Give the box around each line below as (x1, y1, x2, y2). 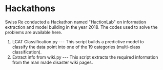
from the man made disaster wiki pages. (12, 59, 93, 65)
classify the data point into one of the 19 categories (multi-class (12, 44, 141, 50)
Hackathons (5, 3, 56, 14)
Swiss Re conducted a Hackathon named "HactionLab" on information (5, 19, 146, 25)
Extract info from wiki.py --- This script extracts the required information (12, 54, 158, 60)
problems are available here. (5, 29, 62, 35)
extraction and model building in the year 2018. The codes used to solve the (5, 24, 158, 30)
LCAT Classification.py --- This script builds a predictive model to (12, 38, 144, 44)
